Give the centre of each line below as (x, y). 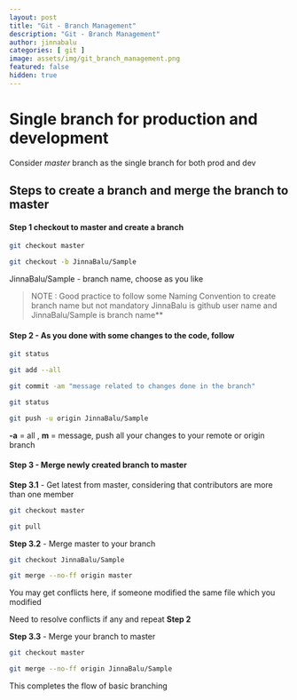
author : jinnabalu (43, 42)
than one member (42, 494)
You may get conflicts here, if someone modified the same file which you (142, 593)
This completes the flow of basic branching (89, 686)
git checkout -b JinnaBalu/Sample (73, 262)
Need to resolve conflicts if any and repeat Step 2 (100, 619)
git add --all (35, 370)
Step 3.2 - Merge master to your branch (82, 544)
